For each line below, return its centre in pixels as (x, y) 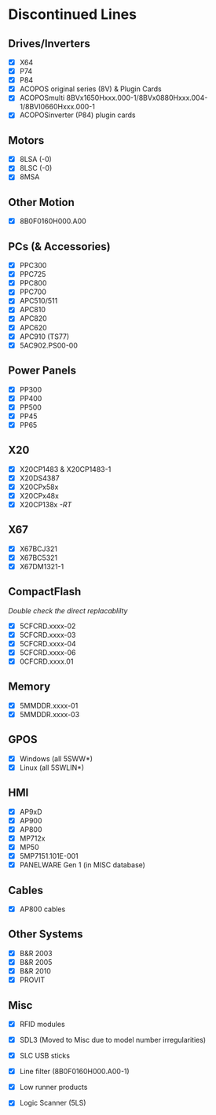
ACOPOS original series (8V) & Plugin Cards (91, 89)
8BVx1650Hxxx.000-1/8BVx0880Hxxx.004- (137, 98)
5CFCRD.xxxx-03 (48, 635)
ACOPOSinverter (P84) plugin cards (77, 115)
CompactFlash (45, 592)
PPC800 (33, 283)
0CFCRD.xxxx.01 (46, 661)
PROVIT (32, 980)
